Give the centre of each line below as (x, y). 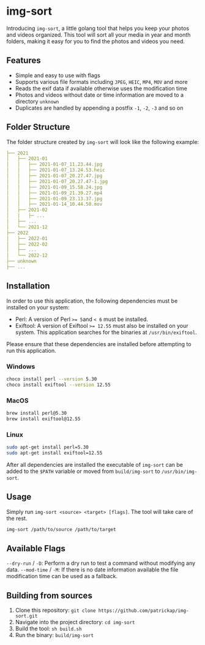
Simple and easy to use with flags (58, 75)
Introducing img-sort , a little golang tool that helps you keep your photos (98, 28)
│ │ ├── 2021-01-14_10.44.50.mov (54, 204)
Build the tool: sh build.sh (48, 628)
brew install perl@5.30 (37, 413)
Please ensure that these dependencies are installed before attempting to (99, 344)
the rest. (17, 518)
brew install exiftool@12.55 (43, 419)
